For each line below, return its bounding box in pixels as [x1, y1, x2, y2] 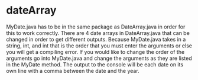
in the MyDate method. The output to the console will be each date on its [6, 60, 184, 68]
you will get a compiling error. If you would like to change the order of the [6, 48, 185, 55]
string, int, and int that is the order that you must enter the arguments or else [6, 42, 192, 49]
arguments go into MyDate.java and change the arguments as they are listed [6, 55, 192, 62]
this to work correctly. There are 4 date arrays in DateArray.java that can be [6, 29, 190, 36]
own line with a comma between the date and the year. [6, 67, 140, 74]
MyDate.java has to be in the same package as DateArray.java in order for [6, 23, 186, 30]
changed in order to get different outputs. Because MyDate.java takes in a [6, 36, 186, 43]
